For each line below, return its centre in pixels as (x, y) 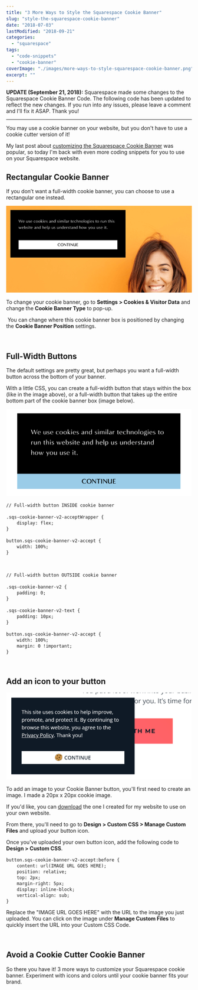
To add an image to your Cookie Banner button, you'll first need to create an (98, 788)
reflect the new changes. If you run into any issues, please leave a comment (98, 105)
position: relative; (42, 872)
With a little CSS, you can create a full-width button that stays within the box (99, 388)
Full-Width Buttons (42, 356)
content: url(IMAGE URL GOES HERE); (62, 866)
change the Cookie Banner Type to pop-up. (60, 309)
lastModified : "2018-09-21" (41, 31)
